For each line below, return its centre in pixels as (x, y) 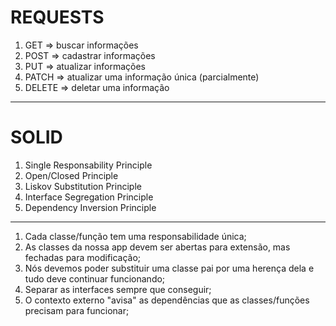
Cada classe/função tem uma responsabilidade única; (135, 236)
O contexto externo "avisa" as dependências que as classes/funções (167, 300)
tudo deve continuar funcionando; (95, 278)
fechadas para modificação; (83, 257)
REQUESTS (57, 17)
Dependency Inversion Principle (90, 207)
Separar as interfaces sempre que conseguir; (118, 289)
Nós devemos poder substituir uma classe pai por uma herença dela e (169, 268)
